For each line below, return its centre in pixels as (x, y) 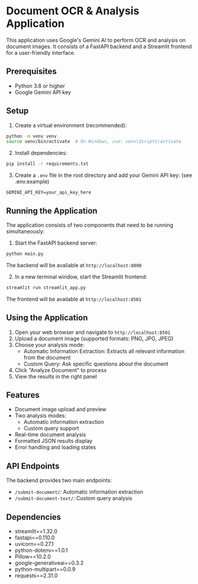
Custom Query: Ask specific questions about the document (96, 364)
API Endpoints (33, 466)
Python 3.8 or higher (40, 86)
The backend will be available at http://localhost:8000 (74, 265)
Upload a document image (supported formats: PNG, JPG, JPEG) (94, 338)
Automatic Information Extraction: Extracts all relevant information (104, 351)
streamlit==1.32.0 (36, 531)
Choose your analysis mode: (49, 345)
